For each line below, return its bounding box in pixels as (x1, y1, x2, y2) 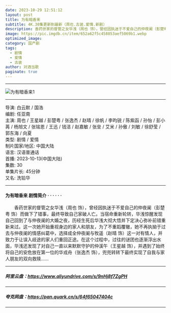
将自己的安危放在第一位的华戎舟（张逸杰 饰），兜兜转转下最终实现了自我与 (5, 249, 160, 256)
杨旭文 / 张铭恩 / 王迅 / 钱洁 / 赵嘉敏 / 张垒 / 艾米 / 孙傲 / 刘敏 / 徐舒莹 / (13, 124, 161, 129)
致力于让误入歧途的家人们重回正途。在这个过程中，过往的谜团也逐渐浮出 (5, 236, 157, 243)
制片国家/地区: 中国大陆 (5, 143, 54, 149)
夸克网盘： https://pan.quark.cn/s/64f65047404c (5, 294, 113, 300)
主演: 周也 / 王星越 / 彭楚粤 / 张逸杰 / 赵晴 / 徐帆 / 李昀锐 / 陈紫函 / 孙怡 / (5, 117, 155, 123)
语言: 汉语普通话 (5, 149, 39, 155)
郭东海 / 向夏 (5, 130, 32, 136)
